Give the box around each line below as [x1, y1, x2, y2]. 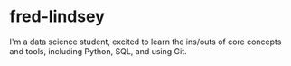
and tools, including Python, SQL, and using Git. [9, 45, 187, 56]
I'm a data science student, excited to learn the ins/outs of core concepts [9, 36, 282, 47]
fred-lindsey [9, 6, 106, 27]
